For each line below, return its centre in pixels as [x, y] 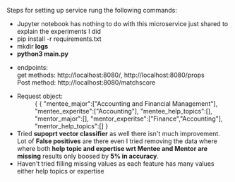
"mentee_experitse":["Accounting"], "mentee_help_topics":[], [123, 111]
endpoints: [32, 67]
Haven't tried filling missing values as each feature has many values [115, 164]
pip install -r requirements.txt [59, 39]
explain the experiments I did [59, 31]
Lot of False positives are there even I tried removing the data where [117, 141]
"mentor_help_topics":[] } [71, 126]
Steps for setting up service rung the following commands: [92, 10]
